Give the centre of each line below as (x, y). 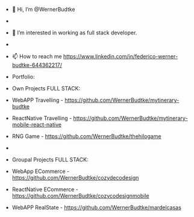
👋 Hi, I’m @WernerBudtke (43, 9)
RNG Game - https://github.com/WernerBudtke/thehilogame (86, 136)
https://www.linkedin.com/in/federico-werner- (120, 56)
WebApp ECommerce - (41, 171)
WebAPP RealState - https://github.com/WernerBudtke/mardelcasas (97, 207)
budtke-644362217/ (37, 65)
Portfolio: (23, 77)
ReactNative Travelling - (42, 118)
